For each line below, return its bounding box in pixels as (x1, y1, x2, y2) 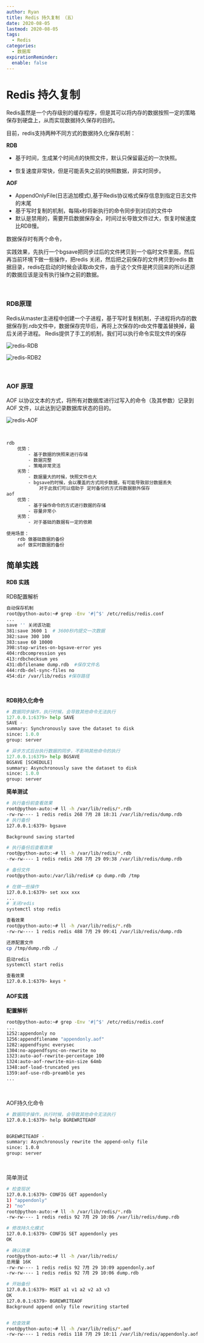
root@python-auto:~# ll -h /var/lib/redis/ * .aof (6, 1325, 132, 1332)
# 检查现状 (6, 1186, 30, 1192)
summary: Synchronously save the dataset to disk (6, 726, 135, 732)
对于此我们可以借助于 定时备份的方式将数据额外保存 (38, 485, 151, 491)
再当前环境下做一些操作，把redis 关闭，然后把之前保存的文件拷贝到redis (6, 256, 187, 263)
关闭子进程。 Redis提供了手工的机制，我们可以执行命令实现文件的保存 (11, 330, 187, 337)
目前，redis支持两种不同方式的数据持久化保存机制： (6, 130, 136, 137)
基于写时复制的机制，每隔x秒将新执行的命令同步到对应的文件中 (15, 207, 173, 215)
